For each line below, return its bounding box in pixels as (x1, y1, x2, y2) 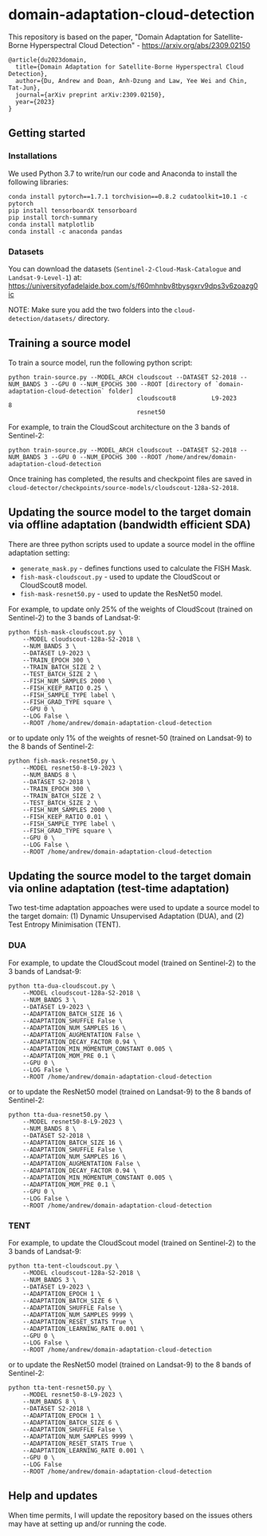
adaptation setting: (8, 548, 70, 557)
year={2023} (15, 97, 56, 105)
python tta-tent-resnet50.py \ (8, 1384, 112, 1392)
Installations (8, 150, 57, 161)
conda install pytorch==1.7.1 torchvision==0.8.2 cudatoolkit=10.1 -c (8, 192, 248, 200)
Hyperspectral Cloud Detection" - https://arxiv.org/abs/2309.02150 (29, 40, 251, 49)
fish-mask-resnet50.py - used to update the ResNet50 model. (19, 588, 223, 598)
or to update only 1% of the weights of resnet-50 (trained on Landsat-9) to (8, 733, 253, 742)
